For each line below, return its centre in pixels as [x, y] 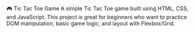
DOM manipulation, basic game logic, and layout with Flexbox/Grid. [91, 23]
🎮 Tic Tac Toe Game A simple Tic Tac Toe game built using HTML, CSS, [98, 8]
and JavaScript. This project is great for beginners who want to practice [97, 17]
